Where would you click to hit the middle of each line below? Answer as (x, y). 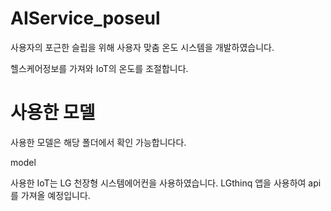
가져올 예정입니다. (55, 195)
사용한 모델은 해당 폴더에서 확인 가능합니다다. (98, 142)
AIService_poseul (85, 18)
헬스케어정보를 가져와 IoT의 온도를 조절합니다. (99, 68)
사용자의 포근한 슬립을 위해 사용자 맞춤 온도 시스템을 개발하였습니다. (142, 47)
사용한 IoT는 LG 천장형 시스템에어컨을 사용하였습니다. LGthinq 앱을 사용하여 (158, 183)
